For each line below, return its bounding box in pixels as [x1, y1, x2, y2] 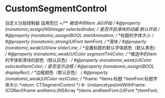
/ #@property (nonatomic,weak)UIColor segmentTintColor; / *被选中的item [5, 50, 157, 57]
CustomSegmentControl [5, 3, 107, 14]
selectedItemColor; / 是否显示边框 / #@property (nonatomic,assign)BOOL [5, 63, 155, 69]
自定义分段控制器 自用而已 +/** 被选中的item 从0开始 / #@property [5, 20, 141, 26]
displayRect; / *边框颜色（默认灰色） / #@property [5, 69, 108, 75]
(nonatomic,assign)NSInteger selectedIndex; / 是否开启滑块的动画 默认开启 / [5, 26, 160, 32]
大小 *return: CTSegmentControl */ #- [9, 82, 86, 88]
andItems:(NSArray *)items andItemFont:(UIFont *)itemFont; [36, 87, 159, 93]
